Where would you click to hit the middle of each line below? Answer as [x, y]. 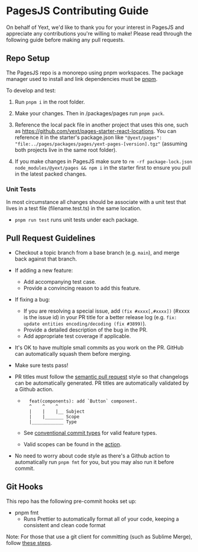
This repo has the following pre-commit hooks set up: [72, 501]
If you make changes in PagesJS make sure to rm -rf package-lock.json [103, 161]
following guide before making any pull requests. [66, 40]
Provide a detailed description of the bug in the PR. [85, 330]
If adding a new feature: [44, 270]
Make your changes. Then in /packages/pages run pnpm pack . [90, 113]
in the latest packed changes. [51, 174]
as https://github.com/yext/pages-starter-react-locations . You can [95, 131]
